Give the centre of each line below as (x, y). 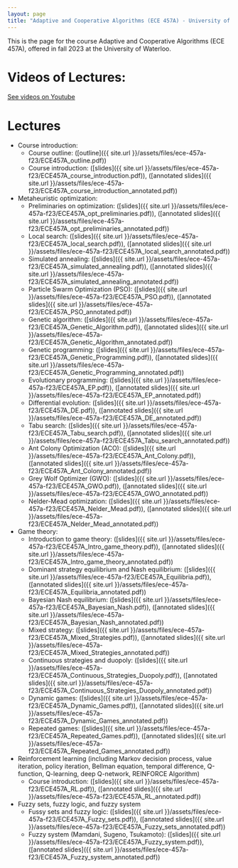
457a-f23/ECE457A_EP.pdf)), (71, 388)
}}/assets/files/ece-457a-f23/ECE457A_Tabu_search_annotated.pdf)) (129, 441)
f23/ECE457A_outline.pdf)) (67, 160)
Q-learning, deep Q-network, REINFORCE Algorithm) (123, 774)
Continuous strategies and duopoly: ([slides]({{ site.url (108, 661)
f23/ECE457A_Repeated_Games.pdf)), (84, 736)
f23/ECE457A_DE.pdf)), (63, 410)
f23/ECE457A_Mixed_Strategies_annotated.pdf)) (99, 653)
